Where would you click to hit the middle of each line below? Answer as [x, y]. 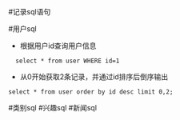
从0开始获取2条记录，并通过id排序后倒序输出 [94, 77]
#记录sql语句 [30, 12]
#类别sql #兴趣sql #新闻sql [53, 108]
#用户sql [23, 29]
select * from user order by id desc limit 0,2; [91, 92]
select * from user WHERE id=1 [68, 61]
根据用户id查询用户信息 [58, 46]
